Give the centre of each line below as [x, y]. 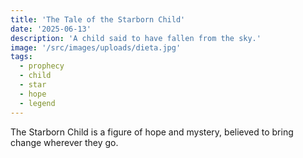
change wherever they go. [64, 142]
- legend [37, 103]
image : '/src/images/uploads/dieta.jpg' [96, 47]
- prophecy [42, 66]
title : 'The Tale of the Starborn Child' [98, 19]
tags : [21, 57]
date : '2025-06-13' [51, 29]
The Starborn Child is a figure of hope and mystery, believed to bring [152, 132]
